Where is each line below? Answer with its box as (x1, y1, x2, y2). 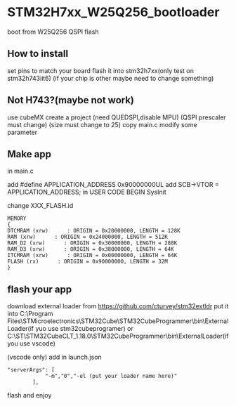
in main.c (7, 166, 34, 176)
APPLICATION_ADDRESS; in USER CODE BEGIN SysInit (7, 188, 166, 197)
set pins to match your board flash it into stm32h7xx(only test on (7, 66, 195, 74)
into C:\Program (7, 310, 54, 318)
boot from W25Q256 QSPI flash (7, 27, 99, 36)
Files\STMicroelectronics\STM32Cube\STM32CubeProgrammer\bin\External (7, 317, 229, 325)
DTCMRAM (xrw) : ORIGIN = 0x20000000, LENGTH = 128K (7, 228, 181, 235)
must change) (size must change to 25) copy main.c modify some (7, 120, 198, 129)
